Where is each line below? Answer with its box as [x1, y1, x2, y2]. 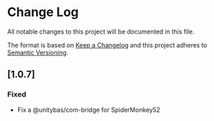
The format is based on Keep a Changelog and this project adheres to [7, 41, 208, 49]
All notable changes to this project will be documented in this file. [7, 27, 195, 36]
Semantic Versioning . [7, 48, 68, 57]
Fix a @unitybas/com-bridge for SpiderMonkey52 [17, 106, 160, 114]
